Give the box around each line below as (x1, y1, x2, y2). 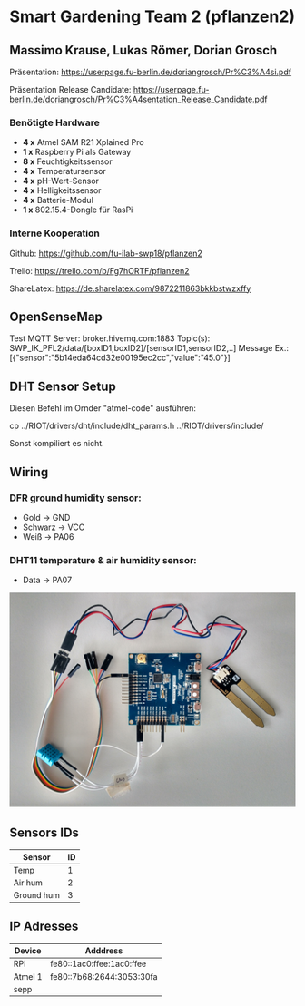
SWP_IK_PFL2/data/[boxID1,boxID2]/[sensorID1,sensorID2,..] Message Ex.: (9, 343, 289, 354)
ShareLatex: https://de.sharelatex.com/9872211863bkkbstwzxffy (9, 283, 251, 294)
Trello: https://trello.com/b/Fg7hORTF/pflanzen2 (9, 265, 190, 276)
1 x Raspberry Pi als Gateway (22, 147, 132, 158)
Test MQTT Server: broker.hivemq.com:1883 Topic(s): (9, 333, 211, 344)
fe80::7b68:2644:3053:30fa (49, 971, 158, 982)
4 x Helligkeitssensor (22, 185, 102, 196)
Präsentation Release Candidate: (9, 84, 132, 94)
